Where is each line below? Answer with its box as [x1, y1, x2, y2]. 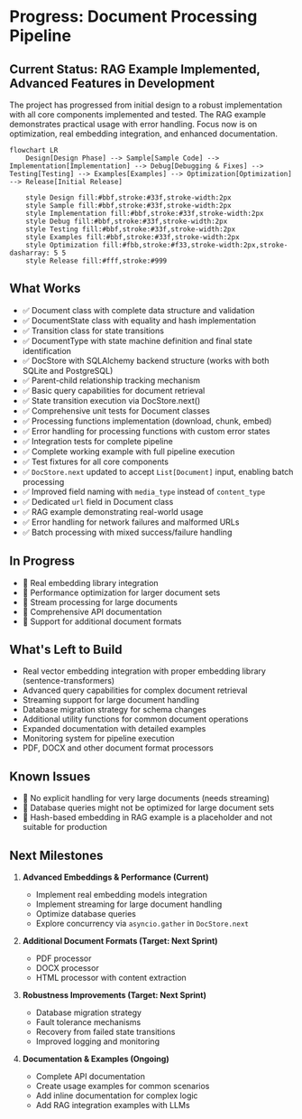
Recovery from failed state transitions [35, 1027, 176, 1038]
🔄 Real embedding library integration [22, 577, 160, 588]
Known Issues [9, 769, 91, 784]
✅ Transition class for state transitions [22, 325, 165, 336]
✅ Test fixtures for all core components [22, 456, 169, 467]
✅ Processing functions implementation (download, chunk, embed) [22, 415, 272, 426]
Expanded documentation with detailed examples [22, 723, 206, 734]
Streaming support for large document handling [22, 695, 200, 705]
